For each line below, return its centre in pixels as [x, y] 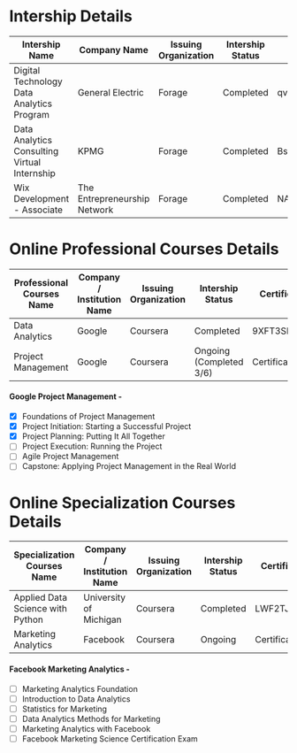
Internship [34, 173]
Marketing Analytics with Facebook [86, 728]
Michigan [103, 619]
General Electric [110, 92]
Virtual [27, 162]
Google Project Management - [65, 396]
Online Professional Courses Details [145, 249]
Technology [38, 81]
